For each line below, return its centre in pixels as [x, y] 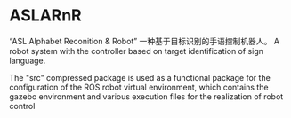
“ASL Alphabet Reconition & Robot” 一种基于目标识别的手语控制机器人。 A [145, 41]
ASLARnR [45, 16]
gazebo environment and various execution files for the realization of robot [146, 96]
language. [28, 60]
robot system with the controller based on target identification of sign [137, 51]
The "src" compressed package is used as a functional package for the [140, 77]
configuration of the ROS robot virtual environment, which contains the [139, 87]
